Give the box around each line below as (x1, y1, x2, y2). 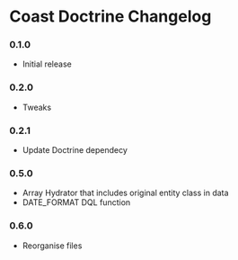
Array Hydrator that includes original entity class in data (22, 187, 229, 199)
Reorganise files (22, 240, 83, 251)
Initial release (22, 58, 72, 69)
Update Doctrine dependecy (22, 145, 128, 156)
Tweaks (22, 102, 52, 112)
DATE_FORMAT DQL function (22, 197, 131, 208)
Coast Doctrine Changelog (9, 6, 212, 27)
